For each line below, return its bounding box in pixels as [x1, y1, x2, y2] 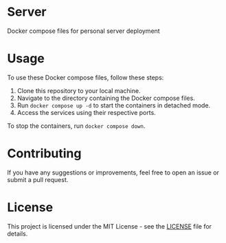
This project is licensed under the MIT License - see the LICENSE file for [7, 222, 212, 230]
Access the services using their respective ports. [16, 108, 156, 116]
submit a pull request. [7, 175, 69, 183]
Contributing [7, 146, 82, 162]
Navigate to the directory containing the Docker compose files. [16, 94, 196, 102]
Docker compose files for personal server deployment [7, 27, 160, 35]
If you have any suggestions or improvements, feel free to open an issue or [7, 168, 220, 177]
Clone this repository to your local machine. [16, 86, 141, 94]
